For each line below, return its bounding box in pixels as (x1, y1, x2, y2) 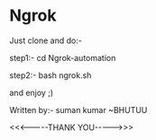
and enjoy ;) (9, 87, 54, 98)
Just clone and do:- (9, 35, 83, 46)
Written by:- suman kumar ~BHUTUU (9, 104, 148, 115)
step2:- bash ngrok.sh (9, 69, 92, 81)
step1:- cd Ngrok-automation (9, 52, 116, 63)
